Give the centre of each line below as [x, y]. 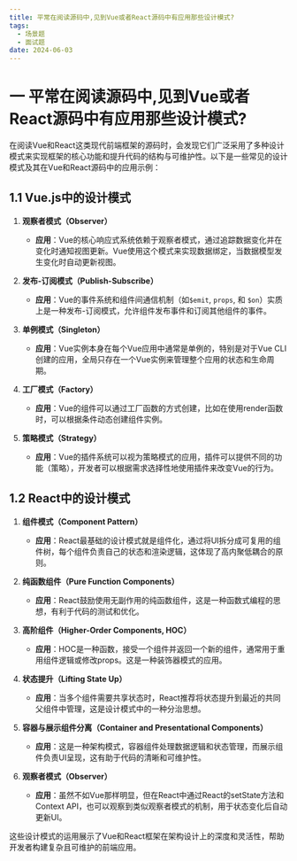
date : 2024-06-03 [41, 50]
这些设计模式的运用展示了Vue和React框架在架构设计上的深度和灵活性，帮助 [147, 836]
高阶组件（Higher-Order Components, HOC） [107, 630]
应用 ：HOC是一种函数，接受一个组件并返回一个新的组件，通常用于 [156, 648]
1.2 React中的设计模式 [70, 498]
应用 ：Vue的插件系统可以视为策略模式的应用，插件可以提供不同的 [155, 456]
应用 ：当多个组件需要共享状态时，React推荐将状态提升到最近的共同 [158, 697]
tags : [19, 26]
